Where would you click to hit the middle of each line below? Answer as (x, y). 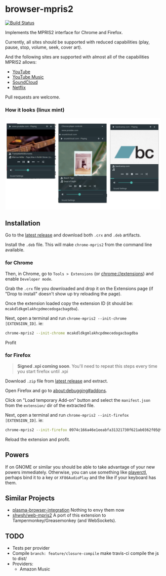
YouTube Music (28, 77)
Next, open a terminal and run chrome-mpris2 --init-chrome (66, 318)
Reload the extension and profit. (38, 439)
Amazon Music (35, 569)
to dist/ (20, 559)
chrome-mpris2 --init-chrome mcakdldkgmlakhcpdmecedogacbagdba (72, 333)
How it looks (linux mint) (35, 110)
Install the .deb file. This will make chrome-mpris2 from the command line (79, 245)
